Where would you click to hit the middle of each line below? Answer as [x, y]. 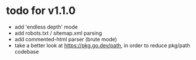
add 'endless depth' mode [46, 27]
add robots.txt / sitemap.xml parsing [58, 33]
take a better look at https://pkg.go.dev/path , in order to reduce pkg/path [102, 45]
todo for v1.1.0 [41, 11]
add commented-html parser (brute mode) [66, 39]
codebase [27, 51]
